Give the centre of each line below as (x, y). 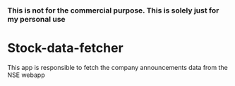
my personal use (36, 19)
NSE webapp (26, 75)
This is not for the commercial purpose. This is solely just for (113, 10)
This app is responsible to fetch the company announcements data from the (117, 67)
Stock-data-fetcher (65, 48)
